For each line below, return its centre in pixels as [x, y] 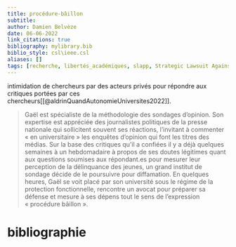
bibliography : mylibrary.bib [50, 46]
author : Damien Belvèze [42, 27]
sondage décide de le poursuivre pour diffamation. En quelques [117, 174]
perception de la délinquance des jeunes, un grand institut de [113, 166]
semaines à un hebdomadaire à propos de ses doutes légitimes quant [125, 152]
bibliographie [47, 232]
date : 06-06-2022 [33, 33]
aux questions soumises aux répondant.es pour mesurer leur [112, 159]
